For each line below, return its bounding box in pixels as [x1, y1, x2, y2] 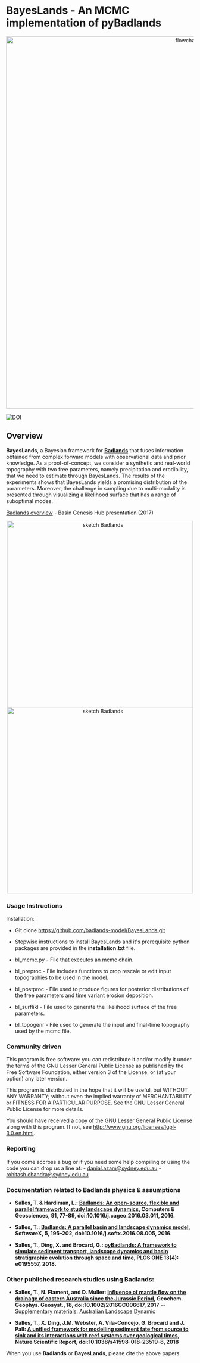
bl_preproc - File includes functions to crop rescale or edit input [14, 968, 171, 975]
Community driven [6, 1042, 61, 1051]
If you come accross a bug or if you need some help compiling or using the [6, 1158, 190, 1165]
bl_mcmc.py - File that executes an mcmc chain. [14, 956, 134, 963]
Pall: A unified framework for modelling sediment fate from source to [14, 1325, 189, 1333]
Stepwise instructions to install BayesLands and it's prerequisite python [14, 938, 190, 945]
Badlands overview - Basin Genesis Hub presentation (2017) [6, 509, 154, 516]
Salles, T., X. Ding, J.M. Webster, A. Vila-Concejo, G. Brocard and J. [14, 1319, 185, 1327]
